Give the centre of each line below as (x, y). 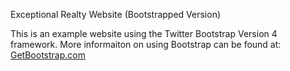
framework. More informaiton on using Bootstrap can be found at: (146, 44)
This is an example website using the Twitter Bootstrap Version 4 (144, 33)
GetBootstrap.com (48, 55)
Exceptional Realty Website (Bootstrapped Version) (116, 14)
